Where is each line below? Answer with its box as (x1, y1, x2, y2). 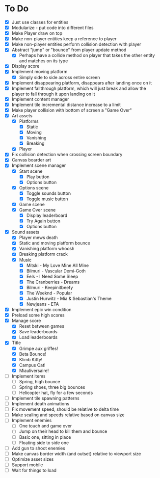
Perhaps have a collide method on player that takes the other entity (19, 53, 155, 58)
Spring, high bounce (19, 378, 60, 384)
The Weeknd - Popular (26, 290, 72, 296)
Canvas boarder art (11, 157, 51, 163)
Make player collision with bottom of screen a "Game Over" (11, 107, 132, 113)
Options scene (19, 185, 49, 190)
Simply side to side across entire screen (19, 74, 100, 80)
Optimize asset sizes (11, 456, 54, 462)
